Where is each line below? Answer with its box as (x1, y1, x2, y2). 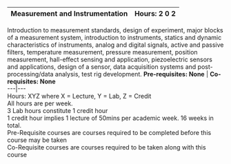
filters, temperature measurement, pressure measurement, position (7, 48, 198, 56)
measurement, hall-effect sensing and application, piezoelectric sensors (7, 55, 212, 63)
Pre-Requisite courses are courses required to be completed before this (7, 129, 212, 136)
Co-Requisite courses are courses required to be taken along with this (7, 143, 206, 151)
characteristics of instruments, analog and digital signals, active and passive (7, 41, 224, 49)
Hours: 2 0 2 (134, 9, 176, 18)
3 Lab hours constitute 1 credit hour (7, 107, 108, 114)
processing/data (7, 70, 54, 78)
